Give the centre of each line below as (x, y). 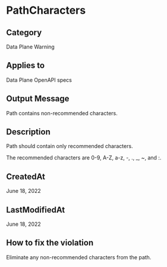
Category (24, 33)
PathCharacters (46, 10)
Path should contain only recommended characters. (70, 146)
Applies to (26, 65)
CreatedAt (26, 177)
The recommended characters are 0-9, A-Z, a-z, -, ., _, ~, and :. (84, 158)
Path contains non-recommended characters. (62, 113)
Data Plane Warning (30, 47)
